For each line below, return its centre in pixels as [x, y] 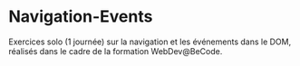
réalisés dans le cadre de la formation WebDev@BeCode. [116, 51]
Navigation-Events [81, 17]
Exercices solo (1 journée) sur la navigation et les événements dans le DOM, [150, 42]
